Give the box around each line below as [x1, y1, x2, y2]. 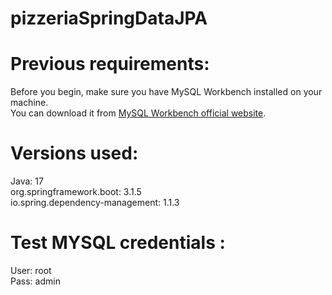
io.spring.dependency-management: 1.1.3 [10, 197, 180, 209]
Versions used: [10, 142, 139, 165]
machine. [10, 97, 49, 109]
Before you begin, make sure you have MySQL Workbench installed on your [10, 86, 323, 98]
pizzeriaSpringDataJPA [10, 7, 208, 30]
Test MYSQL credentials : [10, 232, 226, 254]
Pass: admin [10, 275, 61, 287]
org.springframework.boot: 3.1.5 [10, 186, 142, 198]
